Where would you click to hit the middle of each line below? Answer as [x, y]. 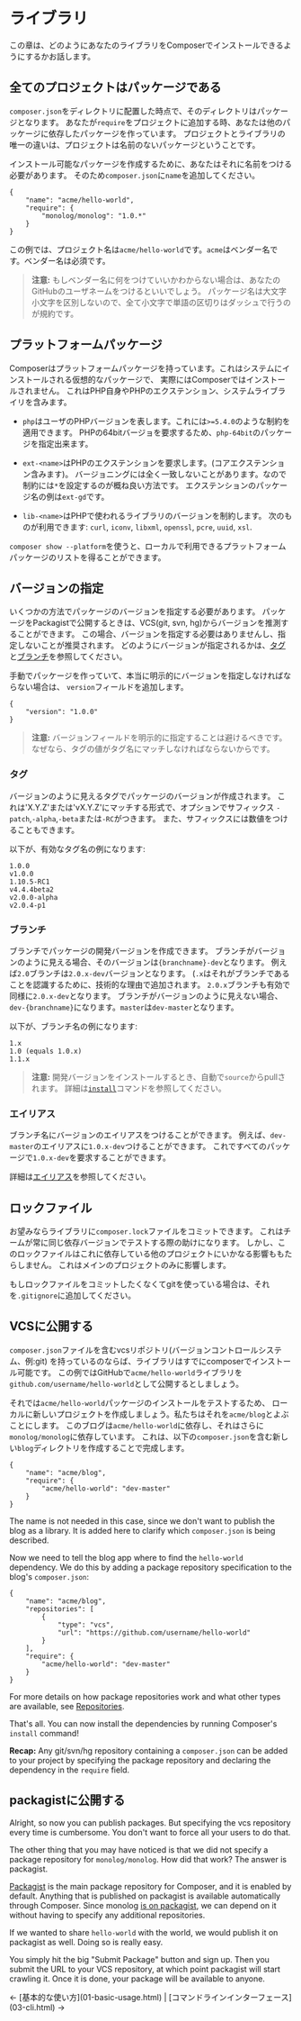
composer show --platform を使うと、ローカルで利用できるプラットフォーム [148, 546]
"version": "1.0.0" [62, 712]
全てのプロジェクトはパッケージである [115, 88]
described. [29, 1540]
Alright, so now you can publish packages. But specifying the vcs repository [150, 1822]
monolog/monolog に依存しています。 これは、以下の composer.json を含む [141, 1436]
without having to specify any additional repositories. [107, 1915]
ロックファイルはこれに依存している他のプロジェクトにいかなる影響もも [150, 1254]
